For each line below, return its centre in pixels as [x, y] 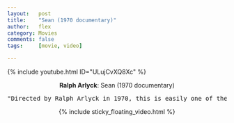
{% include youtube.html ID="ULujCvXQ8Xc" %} [77, 72]
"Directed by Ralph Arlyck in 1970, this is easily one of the [117, 98]
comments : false [31, 40]
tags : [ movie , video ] [45, 46]
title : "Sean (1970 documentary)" [62, 20]
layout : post [29, 14]
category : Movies [32, 33]
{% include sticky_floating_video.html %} [117, 112]
